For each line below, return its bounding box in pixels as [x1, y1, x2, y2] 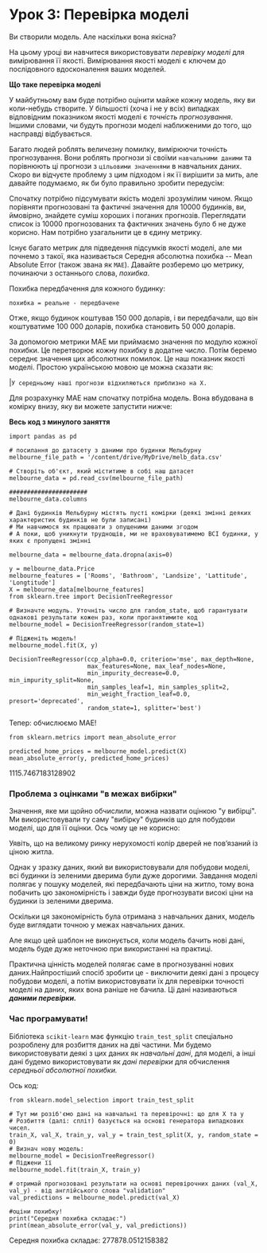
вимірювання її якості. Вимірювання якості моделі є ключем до [9, 56, 226, 65]
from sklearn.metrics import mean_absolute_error [9, 733, 177, 741]
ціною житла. [9, 847, 55, 857]
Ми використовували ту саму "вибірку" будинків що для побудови [9, 814, 235, 825]
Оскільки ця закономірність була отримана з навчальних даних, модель [9, 911, 255, 921]
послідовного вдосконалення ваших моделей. [9, 64, 166, 73]
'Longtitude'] [9, 579, 56, 587]
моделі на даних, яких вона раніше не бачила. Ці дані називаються [9, 985, 238, 994]
